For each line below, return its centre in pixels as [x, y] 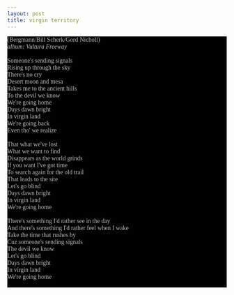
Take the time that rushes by [42, 235]
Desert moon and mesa [35, 81]
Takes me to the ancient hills [42, 88]
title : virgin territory [43, 20]
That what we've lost [32, 144]
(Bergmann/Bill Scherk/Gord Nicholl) [54, 39]
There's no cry [25, 74]
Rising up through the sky [39, 67]
